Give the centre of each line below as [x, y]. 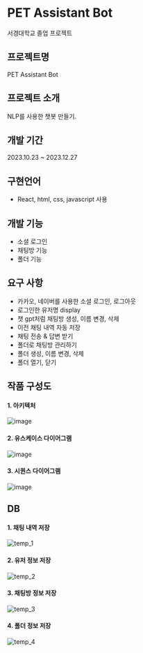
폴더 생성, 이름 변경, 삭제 [51, 353]
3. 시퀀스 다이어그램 [34, 471]
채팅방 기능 [32, 250]
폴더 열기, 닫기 [37, 362]
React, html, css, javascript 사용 [62, 200]
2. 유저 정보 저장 [29, 560]
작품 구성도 [30, 386]
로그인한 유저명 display [49, 310]
